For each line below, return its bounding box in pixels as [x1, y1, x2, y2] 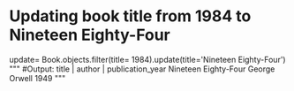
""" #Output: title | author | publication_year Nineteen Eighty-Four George [9, 64, 275, 74]
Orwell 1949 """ [9, 72, 66, 83]
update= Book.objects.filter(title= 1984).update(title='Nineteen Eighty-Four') [9, 54, 286, 64]
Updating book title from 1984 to [9, 6, 252, 27]
